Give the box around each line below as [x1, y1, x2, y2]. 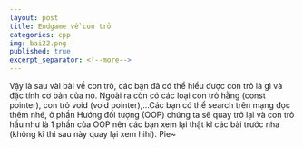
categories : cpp [9, 30, 71, 39]
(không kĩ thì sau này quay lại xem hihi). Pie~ [9, 129, 177, 139]
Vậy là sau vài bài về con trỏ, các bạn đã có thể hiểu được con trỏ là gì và [9, 81, 283, 91]
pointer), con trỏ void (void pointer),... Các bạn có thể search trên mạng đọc [9, 100, 290, 110]
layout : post [9, 13, 59, 23]
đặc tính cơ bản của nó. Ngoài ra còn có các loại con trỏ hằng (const [9, 90, 266, 101]
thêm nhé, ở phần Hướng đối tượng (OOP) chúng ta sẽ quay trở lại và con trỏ [9, 110, 295, 120]
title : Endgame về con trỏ [9, 22, 112, 31]
